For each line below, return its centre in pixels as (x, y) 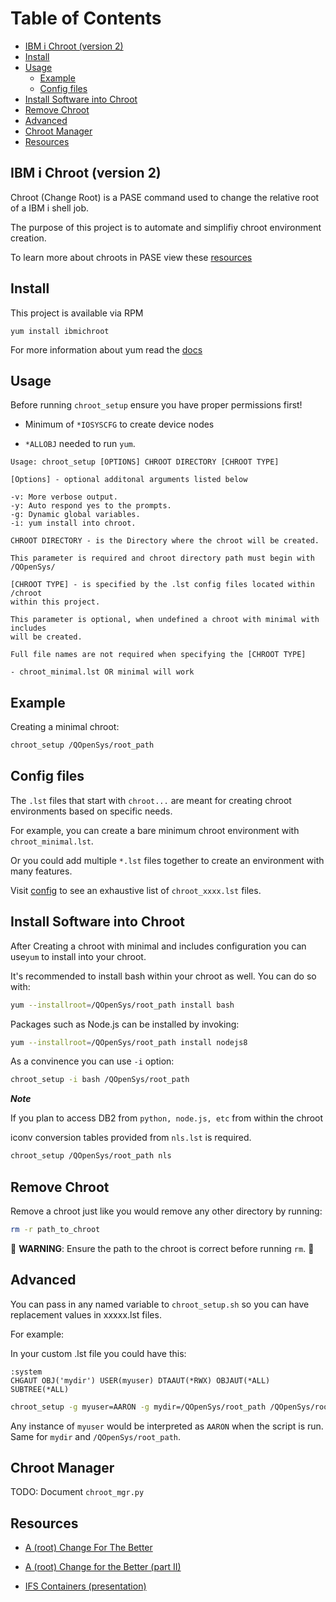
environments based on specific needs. (91, 811)
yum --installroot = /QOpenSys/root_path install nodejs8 (129, 1042)
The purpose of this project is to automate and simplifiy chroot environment (166, 227)
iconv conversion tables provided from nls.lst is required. (131, 1138)
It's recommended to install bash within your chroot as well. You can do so (163, 976)
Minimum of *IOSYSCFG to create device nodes (119, 424)
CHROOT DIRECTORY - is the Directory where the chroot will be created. (165, 541)
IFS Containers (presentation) (85, 1586)
